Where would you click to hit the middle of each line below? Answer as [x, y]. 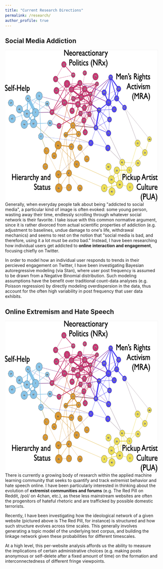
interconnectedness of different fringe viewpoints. [55, 561]
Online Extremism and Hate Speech [60, 312]
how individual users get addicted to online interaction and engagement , [79, 246]
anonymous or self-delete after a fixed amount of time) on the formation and [81, 556]
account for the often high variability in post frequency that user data [74, 291]
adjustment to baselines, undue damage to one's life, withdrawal [70, 230]
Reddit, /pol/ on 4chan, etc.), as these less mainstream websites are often [79, 496]
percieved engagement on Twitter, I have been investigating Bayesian [74, 265]
